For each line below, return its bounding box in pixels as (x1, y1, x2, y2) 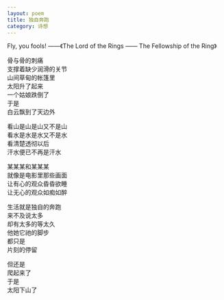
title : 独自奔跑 (7, 16, 49, 23)
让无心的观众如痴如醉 (7, 188, 67, 197)
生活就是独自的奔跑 (7, 203, 62, 211)
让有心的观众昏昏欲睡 (7, 179, 67, 188)
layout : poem (7, 10, 45, 17)
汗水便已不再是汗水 (7, 148, 62, 156)
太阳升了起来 (7, 82, 43, 90)
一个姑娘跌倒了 (7, 90, 49, 99)
